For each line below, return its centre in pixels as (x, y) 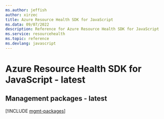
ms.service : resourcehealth (35, 34)
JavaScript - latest (45, 80)
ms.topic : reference (27, 39)
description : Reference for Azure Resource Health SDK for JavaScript (82, 29)
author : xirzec (22, 15)
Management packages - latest (56, 99)
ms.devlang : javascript (31, 44)
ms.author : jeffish (26, 10)
